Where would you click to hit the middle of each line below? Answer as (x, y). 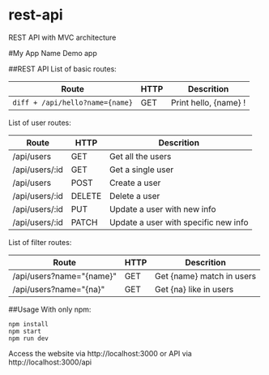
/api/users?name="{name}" (65, 276)
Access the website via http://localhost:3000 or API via (100, 353)
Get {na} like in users (194, 289)
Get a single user (141, 170)
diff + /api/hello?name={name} (73, 102)
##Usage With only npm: (50, 309)
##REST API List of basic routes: (63, 69)
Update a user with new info (162, 209)
